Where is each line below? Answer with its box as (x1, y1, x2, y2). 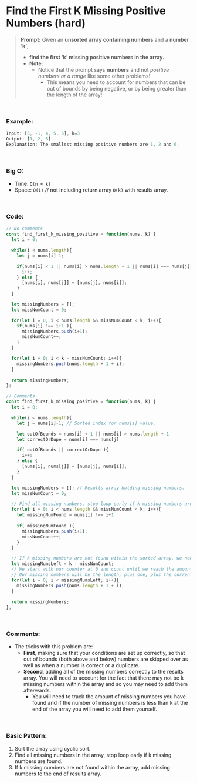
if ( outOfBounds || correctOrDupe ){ (16, 447, 109, 453)
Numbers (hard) (6, 16, 86, 30)
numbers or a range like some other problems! (38, 72, 151, 79)
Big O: (6, 166, 24, 175)
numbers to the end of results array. (14, 770, 101, 777)
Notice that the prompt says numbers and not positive (38, 66, 169, 73)
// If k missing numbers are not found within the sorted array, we (11, 556, 182, 561)
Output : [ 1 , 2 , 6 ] (6, 136, 51, 142)
